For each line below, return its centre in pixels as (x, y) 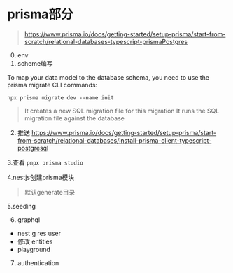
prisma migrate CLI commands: (52, 85)
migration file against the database (74, 118)
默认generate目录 (50, 192)
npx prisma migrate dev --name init (61, 98)
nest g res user (39, 233)
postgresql (33, 148)
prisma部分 (40, 14)
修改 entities (35, 241)
